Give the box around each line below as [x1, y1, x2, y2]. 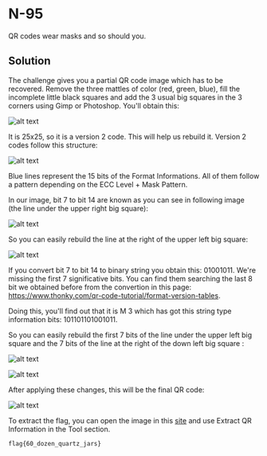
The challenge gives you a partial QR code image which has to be [8, 75, 223, 85]
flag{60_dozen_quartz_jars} [8, 439, 102, 447]
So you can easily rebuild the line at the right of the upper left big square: [8, 234, 249, 244]
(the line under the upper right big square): [8, 203, 149, 213]
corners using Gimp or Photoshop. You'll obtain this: [8, 100, 179, 110]
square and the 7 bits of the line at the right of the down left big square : [8, 338, 245, 348]
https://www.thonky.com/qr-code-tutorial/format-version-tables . [8, 290, 221, 300]
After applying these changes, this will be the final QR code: [8, 384, 205, 395]
